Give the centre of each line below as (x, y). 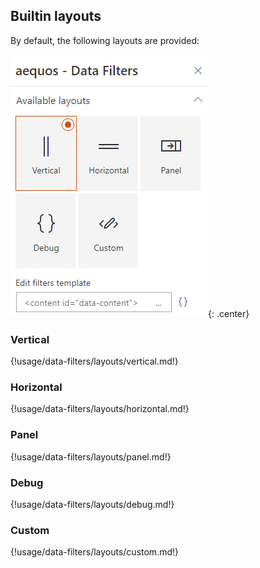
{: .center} (229, 313)
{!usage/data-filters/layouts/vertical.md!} (94, 361)
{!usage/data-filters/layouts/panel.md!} (91, 456)
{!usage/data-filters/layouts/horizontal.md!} (100, 409)
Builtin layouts (56, 16)
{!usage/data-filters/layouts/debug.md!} (92, 504)
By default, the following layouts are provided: (105, 40)
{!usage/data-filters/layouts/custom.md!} (95, 552)
